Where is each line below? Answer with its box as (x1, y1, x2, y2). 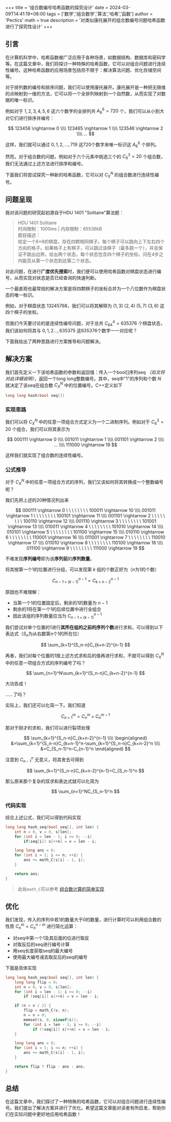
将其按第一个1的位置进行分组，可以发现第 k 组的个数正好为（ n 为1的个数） (5, 566, 159, 572)
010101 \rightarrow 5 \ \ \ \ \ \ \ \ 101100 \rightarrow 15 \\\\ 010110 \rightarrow (7, 529, 164, 535)
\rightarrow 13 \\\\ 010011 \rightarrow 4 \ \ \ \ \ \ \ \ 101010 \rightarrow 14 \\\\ (7, 523, 164, 529)
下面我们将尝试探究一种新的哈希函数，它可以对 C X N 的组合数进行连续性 (5, 171, 155, 179)
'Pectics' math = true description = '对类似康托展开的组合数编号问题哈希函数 (5, 17, 165, 23)
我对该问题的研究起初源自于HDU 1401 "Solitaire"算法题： (5, 210, 124, 216)
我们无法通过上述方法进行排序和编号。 (5, 161, 85, 167)
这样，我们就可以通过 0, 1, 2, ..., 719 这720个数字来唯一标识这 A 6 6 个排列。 (5, 140, 159, 149)
